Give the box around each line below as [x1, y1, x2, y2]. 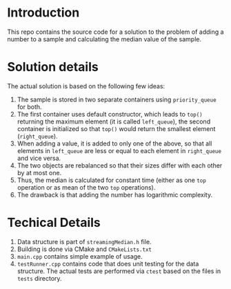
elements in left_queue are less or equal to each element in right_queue [17, 146, 222, 155]
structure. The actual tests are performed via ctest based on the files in [17, 267, 221, 275]
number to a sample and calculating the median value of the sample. [7, 34, 202, 43]
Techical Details [7, 215, 101, 230]
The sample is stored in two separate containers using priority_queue [17, 95, 217, 103]
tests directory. [17, 274, 62, 282]
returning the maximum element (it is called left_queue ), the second [17, 117, 211, 126]
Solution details [7, 59, 99, 75]
